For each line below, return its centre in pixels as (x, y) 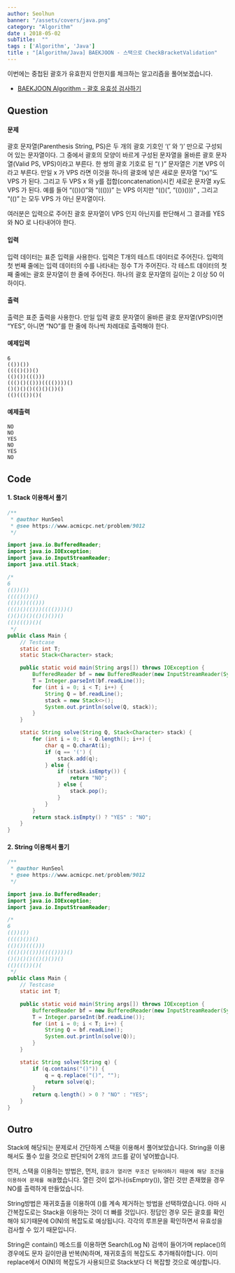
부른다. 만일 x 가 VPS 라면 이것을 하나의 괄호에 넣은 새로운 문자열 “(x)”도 (119, 173)
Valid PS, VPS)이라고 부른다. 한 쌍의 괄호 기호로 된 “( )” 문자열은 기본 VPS (116, 164)
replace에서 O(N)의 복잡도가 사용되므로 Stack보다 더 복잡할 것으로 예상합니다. (114, 1262)
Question (28, 111)
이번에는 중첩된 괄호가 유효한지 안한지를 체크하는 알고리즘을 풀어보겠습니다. (110, 73)
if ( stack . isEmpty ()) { (92, 772)
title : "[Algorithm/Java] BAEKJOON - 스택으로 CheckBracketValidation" (113, 53)
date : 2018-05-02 (34, 33)
